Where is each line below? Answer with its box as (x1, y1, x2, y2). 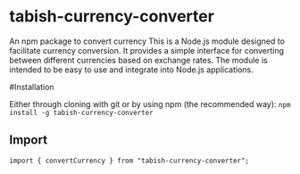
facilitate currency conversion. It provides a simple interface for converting (9, 45, 284, 55)
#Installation (9, 81, 55, 92)
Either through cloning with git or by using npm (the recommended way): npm (9, 98, 291, 109)
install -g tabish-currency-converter (9, 108, 154, 117)
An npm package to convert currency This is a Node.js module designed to (9, 36, 286, 46)
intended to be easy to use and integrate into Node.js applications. (9, 64, 254, 75)
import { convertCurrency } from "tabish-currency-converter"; (9, 156, 250, 165)
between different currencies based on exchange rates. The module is (9, 54, 268, 65)
